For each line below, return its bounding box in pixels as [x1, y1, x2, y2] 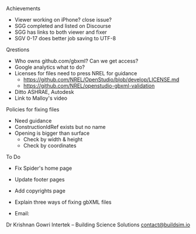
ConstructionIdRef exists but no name [14, 124, 106, 130]
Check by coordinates [23, 142, 77, 149]
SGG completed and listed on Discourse [14, 23, 111, 29]
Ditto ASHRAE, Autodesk [14, 89, 74, 95]
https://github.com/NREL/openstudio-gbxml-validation [23, 82, 155, 89]
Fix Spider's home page [14, 165, 72, 172]
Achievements [6, 5, 41, 12]
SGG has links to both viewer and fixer [14, 29, 107, 36]
